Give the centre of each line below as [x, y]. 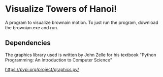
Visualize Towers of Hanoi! [61, 9]
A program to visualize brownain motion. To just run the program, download [82, 22]
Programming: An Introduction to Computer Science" [59, 60]
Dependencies [28, 43]
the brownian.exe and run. [32, 27]
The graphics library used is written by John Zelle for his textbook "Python [81, 55]
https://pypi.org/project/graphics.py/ [42, 69]
